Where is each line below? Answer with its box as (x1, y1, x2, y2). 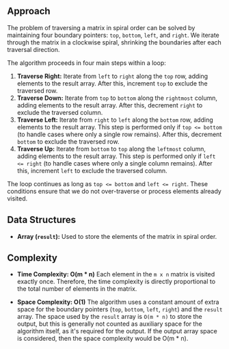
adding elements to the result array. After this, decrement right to (16, 101, 203, 109)
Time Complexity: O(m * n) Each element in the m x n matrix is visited (16, 270, 215, 279)
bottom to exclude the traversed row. (16, 137, 120, 146)
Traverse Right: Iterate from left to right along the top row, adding (16, 72, 208, 80)
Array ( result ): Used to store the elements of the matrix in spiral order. (16, 232, 217, 240)
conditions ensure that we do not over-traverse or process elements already (7, 187, 222, 195)
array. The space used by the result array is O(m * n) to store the (16, 313, 203, 321)
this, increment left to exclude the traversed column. (16, 166, 167, 174)
